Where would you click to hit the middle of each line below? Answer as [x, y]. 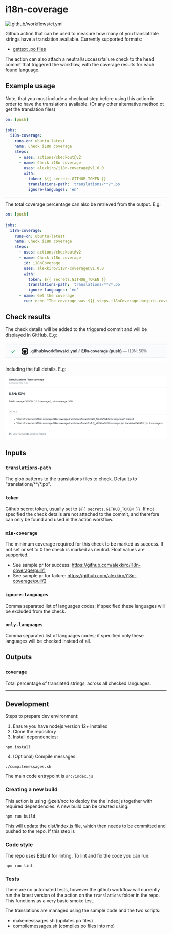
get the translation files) [30, 109]
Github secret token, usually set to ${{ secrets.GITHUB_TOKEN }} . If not [80, 509]
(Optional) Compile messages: [45, 757]
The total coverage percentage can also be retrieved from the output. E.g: [83, 204]
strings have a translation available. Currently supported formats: [74, 39]
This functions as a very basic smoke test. [50, 901]
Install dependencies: [35, 737]
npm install [18, 747]
